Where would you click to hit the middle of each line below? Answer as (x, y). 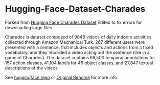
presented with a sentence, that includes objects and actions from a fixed (79, 47)
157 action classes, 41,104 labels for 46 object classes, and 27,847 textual (79, 63)
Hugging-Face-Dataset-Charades (75, 9)
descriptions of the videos (31, 68)
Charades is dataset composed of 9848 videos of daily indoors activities (78, 37)
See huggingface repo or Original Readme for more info (61, 77)
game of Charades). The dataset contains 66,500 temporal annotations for (80, 57)
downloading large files (29, 27)
